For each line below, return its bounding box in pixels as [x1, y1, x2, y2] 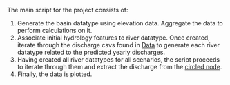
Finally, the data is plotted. [17, 70, 93, 78]
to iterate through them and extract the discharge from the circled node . [17, 63, 222, 71]
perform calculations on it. [17, 27, 93, 34]
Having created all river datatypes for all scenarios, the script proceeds [17, 56, 220, 64]
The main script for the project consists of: [7, 6, 129, 14]
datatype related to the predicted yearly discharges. [17, 48, 166, 56]
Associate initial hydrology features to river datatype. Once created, [17, 34, 211, 42]
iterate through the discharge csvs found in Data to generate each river [17, 41, 220, 49]
